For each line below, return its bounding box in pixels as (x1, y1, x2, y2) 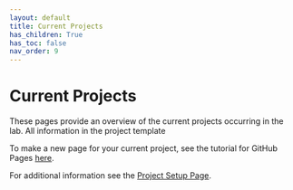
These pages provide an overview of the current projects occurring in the (9, 116, 284, 127)
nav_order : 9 (9, 47, 59, 56)
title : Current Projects (9, 22, 103, 31)
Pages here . (9, 153, 54, 164)
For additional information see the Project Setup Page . (9, 170, 211, 181)
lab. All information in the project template (9, 126, 166, 137)
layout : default (9, 13, 71, 23)
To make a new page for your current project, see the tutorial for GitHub (9, 143, 278, 154)
